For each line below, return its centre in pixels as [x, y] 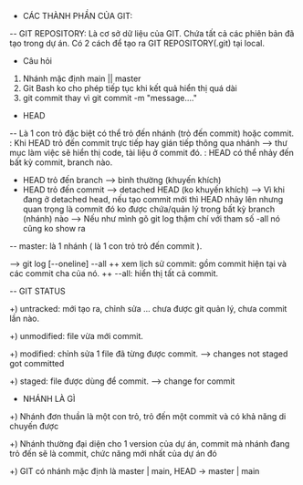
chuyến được [34, 426]
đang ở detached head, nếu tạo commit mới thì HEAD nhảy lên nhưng [153, 199]
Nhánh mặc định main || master [82, 78]
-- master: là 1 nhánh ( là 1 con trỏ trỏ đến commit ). [106, 246]
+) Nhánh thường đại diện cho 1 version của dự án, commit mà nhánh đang [150, 444]
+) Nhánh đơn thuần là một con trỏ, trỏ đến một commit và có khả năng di [148, 416]
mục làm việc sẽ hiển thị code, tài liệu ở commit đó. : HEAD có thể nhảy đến [151, 153]
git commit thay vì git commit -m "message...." [110, 98]
